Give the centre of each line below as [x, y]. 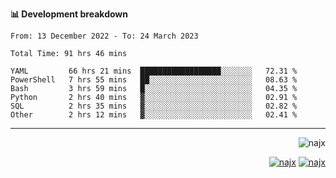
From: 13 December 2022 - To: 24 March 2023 [104, 36]
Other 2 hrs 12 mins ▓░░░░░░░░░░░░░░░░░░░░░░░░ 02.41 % [154, 115]
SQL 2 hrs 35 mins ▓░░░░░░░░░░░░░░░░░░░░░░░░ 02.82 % [154, 106]
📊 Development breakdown [69, 14]
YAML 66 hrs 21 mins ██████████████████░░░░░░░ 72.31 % [154, 71]
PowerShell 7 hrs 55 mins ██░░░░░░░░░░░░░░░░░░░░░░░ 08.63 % [154, 80]
